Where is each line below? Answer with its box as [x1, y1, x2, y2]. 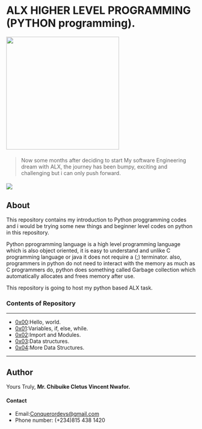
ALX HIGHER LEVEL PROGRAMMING [6, 4, 191, 17]
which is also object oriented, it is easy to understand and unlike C [6, 247, 171, 254]
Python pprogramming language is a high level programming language [6, 240, 181, 247]
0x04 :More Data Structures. [14, 344, 85, 351]
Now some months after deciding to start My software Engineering [20, 156, 186, 164]
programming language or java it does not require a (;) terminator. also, [6, 253, 182, 261]
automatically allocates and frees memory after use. [6, 272, 135, 280]
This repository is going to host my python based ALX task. [6, 284, 153, 291]
